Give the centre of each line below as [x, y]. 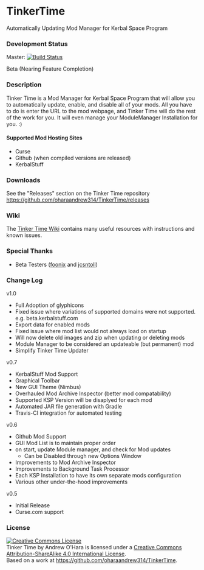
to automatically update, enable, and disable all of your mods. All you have [99, 104]
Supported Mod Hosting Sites [45, 138]
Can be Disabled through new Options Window [83, 456]
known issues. [24, 235]
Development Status [37, 44]
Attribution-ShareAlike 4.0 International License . [66, 554]
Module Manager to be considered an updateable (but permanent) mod [104, 344]
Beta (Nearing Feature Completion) [50, 69]
